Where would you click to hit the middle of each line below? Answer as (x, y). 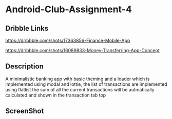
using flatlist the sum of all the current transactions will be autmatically (80, 89)
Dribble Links (27, 28)
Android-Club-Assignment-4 (69, 9)
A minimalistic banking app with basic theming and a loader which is (78, 79)
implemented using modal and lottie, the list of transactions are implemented (86, 84)
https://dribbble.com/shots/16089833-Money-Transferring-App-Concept (83, 50)
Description (24, 67)
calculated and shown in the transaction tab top (56, 95)
